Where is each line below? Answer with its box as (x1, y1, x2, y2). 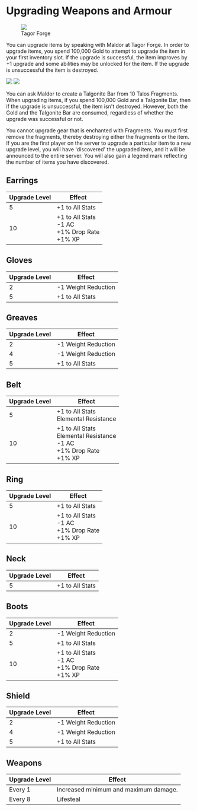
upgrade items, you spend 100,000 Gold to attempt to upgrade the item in (6, 47, 185, 55)
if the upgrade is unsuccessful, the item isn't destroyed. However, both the (6, 103, 188, 110)
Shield (6, 691, 30, 701)
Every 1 (9, 785, 31, 794)
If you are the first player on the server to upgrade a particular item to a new (6, 139, 191, 147)
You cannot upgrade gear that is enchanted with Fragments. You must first (6, 126, 188, 134)
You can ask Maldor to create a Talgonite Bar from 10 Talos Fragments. (6, 90, 179, 97)
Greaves (6, 313, 38, 323)
